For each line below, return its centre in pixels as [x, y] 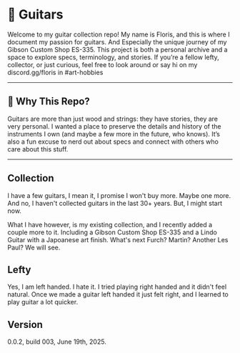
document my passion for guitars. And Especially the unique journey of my [117, 41]
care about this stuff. [38, 149]
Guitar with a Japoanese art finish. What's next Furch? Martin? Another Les [118, 239]
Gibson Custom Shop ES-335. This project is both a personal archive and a [117, 49]
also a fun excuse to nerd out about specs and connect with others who [113, 141]
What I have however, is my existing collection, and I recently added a [110, 224]
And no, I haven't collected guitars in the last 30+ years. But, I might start [115, 203]
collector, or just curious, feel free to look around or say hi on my [102, 64]
